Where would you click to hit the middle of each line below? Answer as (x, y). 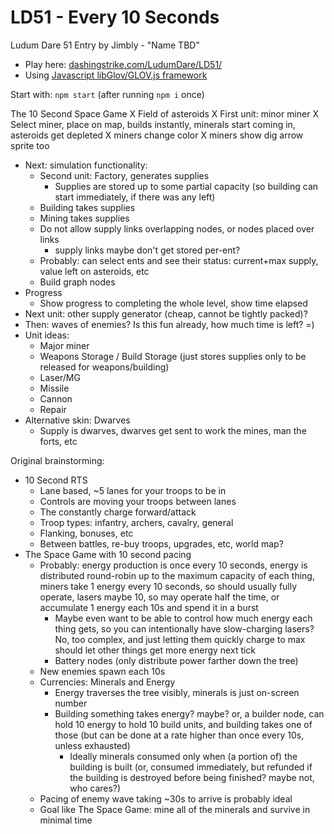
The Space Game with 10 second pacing (108, 554)
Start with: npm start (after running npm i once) (107, 94)
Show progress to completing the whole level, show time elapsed (173, 303)
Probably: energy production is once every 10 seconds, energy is (173, 565)
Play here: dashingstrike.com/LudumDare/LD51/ (123, 64)
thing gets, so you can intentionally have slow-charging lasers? (184, 628)
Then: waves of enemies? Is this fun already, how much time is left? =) (169, 324)
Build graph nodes (77, 282)
